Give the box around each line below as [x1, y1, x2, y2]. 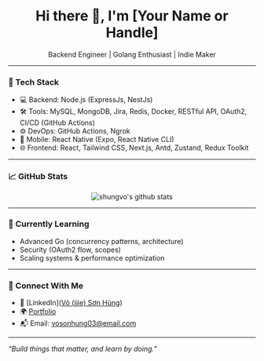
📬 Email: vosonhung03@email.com [19, 319, 137, 328]
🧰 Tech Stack [8, 76, 60, 87]
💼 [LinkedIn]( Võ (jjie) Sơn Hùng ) [19, 298, 123, 308]
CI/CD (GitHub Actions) [19, 118, 96, 128]
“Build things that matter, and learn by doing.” [8, 345, 157, 354]
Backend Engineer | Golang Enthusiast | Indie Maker [48, 49, 216, 59]
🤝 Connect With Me [8, 280, 84, 291]
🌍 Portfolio [19, 307, 57, 316]
